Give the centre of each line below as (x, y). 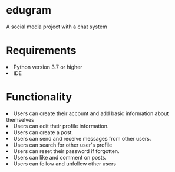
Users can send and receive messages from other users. (82, 138)
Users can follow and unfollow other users (65, 164)
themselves (20, 119)
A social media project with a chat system (57, 27)
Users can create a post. (44, 132)
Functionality (39, 97)
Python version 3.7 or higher (48, 67)
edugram (29, 10)
